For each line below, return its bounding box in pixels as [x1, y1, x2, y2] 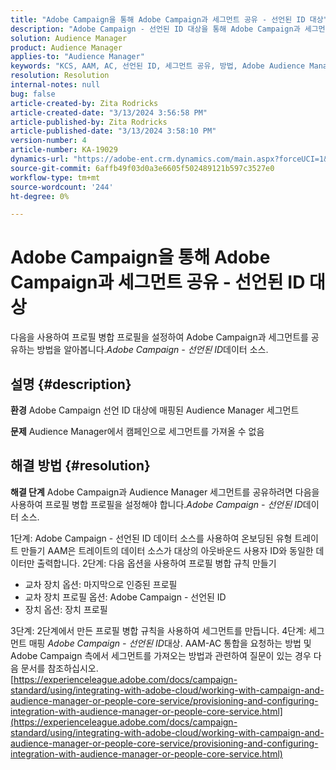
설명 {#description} [10, 376, 132, 393]
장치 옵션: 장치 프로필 [24, 603, 108, 615]
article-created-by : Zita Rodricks [10, 98, 159, 108]
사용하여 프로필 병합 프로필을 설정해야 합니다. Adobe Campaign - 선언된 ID [10, 498, 303, 510]
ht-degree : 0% [10, 191, 70, 201]
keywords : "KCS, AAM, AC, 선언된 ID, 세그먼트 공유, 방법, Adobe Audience [10, 61, 306, 71]
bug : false [10, 89, 56, 99]
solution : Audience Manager [10, 33, 128, 43]
